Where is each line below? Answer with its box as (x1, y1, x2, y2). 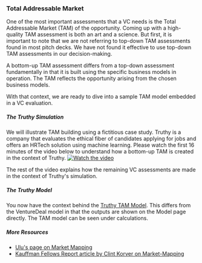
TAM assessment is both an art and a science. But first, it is (24, 31, 172, 38)
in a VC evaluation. (6, 99, 53, 107)
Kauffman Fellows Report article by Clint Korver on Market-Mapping (15, 250, 184, 258)
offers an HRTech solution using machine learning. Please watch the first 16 (6, 141, 195, 149)
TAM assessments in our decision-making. (6, 50, 112, 58)
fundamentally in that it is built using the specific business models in (6, 68, 177, 76)
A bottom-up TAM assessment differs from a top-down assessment (6, 62, 175, 69)
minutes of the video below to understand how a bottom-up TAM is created (6, 148, 194, 155)
